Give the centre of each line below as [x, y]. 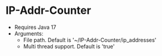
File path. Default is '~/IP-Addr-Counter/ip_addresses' [90, 40]
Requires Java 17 [35, 27]
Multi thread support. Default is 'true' [69, 46]
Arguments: [28, 33]
